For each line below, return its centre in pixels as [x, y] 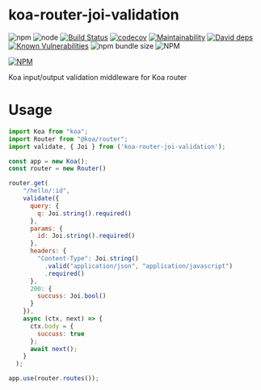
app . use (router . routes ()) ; [54, 379]
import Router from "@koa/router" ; [68, 139]
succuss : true [61, 333]
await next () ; [54, 349]
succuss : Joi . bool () [72, 296]
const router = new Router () [57, 169]
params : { [46, 228]
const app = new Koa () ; [48, 161]
